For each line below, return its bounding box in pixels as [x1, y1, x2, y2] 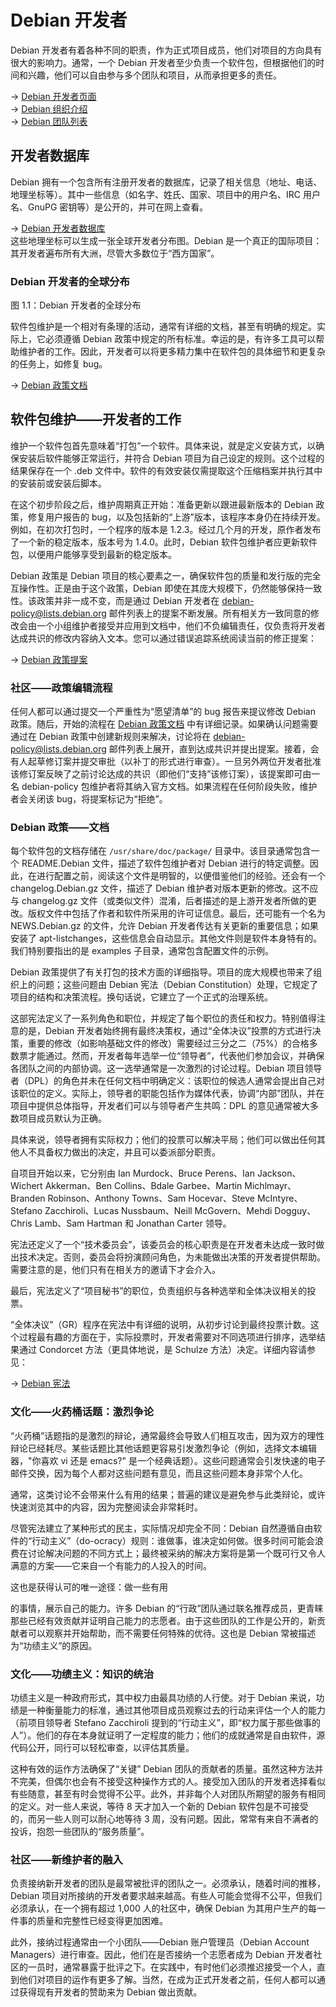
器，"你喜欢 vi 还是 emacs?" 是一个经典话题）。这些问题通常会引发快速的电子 [10, 1454, 326, 1466]
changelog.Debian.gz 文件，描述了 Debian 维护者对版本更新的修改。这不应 [10, 882, 319, 895]
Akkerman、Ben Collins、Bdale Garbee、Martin [44, 1180, 243, 1192]
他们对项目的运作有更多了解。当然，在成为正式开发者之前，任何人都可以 [18, 1974, 317, 1986]
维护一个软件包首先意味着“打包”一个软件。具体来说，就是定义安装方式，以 [10, 439, 317, 451]
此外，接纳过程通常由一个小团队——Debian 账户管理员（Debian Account [10, 1936, 310, 1948]
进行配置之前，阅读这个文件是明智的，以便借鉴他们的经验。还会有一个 [36, 870, 326, 882]
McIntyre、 [256, 1192, 303, 1205]
